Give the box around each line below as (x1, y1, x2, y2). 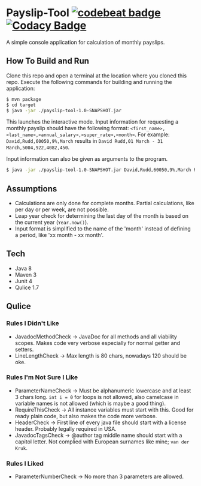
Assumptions (6, 184, 57, 194)
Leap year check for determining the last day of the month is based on (14, 212, 189, 220)
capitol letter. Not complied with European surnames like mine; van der (14, 438, 190, 445)
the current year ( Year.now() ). (14, 219, 89, 226)
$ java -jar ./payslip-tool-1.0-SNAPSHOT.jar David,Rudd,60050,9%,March (6, 167, 191, 173)
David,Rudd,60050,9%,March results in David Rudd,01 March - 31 (6, 137, 163, 145)
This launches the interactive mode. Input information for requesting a (6, 118, 179, 125)
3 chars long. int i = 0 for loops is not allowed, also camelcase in (14, 393, 179, 400)
